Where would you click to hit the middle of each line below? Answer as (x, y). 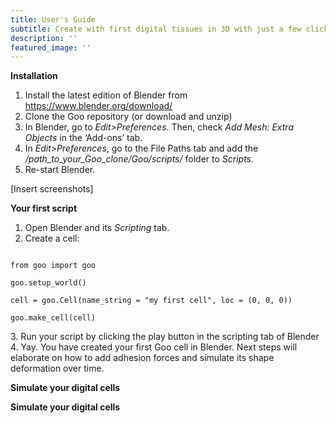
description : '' (44, 38)
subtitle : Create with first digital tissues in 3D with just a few (156, 29)
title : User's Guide (53, 19)
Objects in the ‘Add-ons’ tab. (83, 138)
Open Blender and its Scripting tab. (97, 228)
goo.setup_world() (48, 283)
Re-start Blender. (60, 170)
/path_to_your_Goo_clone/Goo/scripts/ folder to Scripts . (139, 159)
